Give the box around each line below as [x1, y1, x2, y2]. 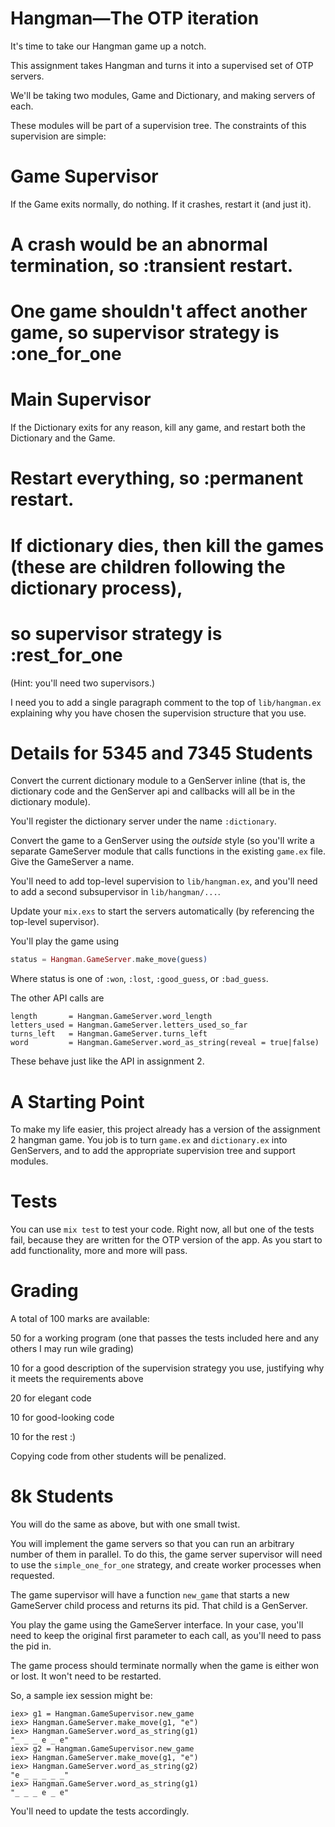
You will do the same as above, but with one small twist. [10, 1518, 241, 1531]
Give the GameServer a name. [10, 856, 135, 868]
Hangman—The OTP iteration [10, 7, 260, 30]
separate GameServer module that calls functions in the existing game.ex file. [10, 845, 326, 857]
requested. [10, 1570, 55, 1582]
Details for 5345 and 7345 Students [10, 742, 313, 764]
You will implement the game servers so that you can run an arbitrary [10, 1538, 295, 1550]
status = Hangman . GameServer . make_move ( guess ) [10, 955, 208, 965]
